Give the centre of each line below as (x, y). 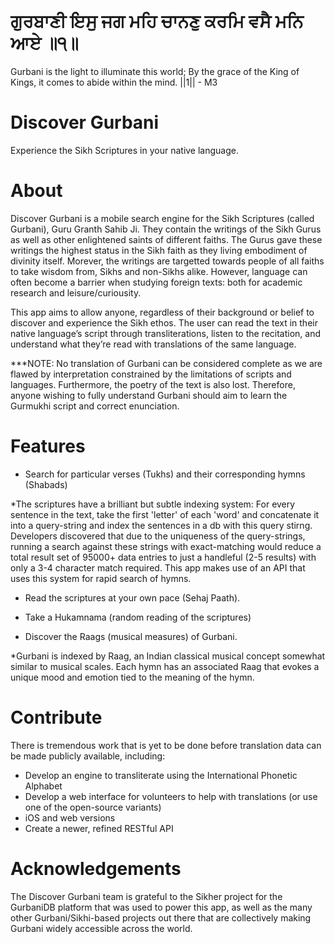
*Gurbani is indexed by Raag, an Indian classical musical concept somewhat (168, 656)
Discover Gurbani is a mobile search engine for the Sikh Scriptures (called (162, 218)
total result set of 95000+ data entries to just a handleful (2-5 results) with (163, 557)
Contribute (56, 717)
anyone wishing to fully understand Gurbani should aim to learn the (149, 395)
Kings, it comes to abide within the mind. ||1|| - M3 (114, 82)
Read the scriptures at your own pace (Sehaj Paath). (132, 597)
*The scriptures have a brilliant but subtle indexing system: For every (153, 504)
